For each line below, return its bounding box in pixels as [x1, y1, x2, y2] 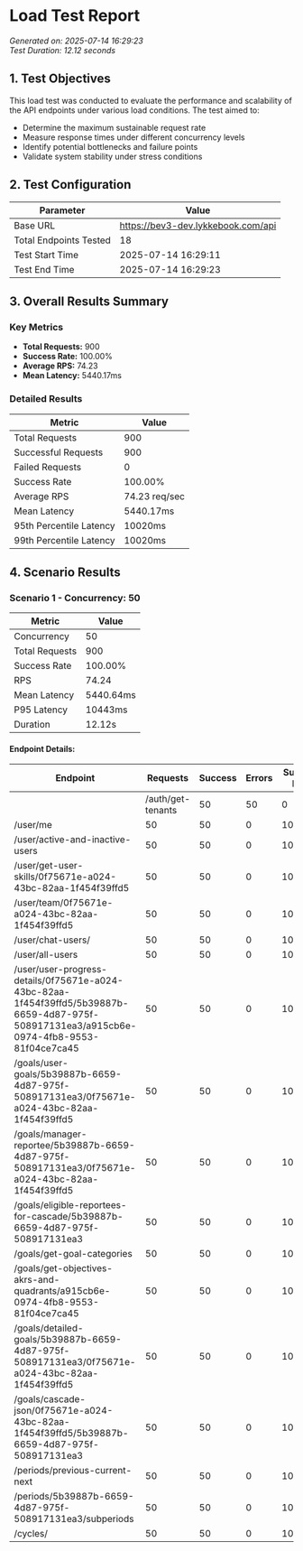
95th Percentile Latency [14, 519, 115, 532]
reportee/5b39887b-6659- [14, 1139, 135, 1152]
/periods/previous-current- [14, 1464, 133, 1477]
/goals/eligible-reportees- [14, 1199, 127, 1212]
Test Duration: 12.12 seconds [9, 44, 115, 55]
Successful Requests [14, 446, 104, 459]
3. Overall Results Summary [9, 293, 170, 309]
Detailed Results [9, 393, 83, 405]
